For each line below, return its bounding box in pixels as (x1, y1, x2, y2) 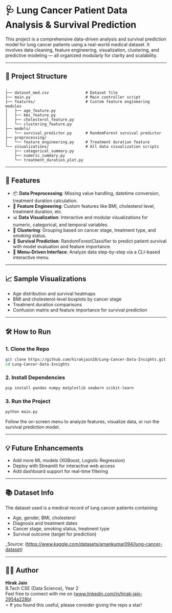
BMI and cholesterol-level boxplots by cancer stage (12, 296, 122, 302)
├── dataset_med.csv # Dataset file (5, 90, 118, 95)
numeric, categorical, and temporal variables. (12, 222, 109, 228)
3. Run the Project (5, 398, 51, 405)
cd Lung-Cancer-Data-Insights (5, 362, 70, 367)
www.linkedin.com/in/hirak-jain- (75, 590, 143, 597)
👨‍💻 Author (5, 566, 39, 575)
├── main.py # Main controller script (5, 94, 141, 100)
